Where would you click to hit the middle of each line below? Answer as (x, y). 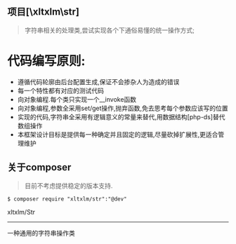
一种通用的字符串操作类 (41, 233)
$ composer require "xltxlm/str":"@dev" (67, 199)
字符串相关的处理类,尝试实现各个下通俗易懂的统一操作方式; (110, 30)
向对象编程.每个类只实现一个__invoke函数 (77, 99)
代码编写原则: (46, 61)
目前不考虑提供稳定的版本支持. (68, 185)
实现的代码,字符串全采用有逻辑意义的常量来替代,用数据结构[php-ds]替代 (121, 116)
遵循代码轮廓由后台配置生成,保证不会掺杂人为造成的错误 (98, 81)
